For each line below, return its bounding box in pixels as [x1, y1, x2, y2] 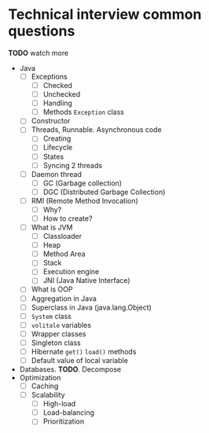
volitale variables [31, 320, 92, 329]
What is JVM [31, 222, 73, 232]
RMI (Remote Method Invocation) [31, 196, 139, 205]
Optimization [19, 373, 61, 382]
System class [31, 311, 72, 321]
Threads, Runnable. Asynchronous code [31, 125, 163, 134]
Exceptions [31, 72, 68, 81]
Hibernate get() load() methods [31, 347, 137, 356]
